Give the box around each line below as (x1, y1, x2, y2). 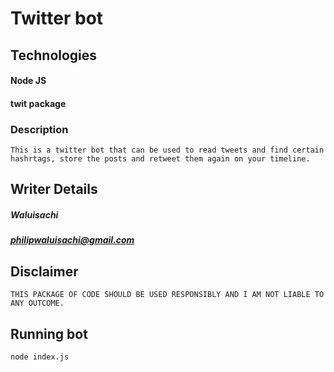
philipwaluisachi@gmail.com (10, 234, 135, 246)
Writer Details (10, 181, 98, 198)
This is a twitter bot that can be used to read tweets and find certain (10, 145, 325, 156)
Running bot (10, 325, 88, 342)
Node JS (10, 75, 47, 87)
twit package (10, 97, 67, 109)
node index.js (10, 352, 70, 362)
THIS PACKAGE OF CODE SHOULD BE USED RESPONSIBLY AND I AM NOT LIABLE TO (10, 290, 325, 300)
